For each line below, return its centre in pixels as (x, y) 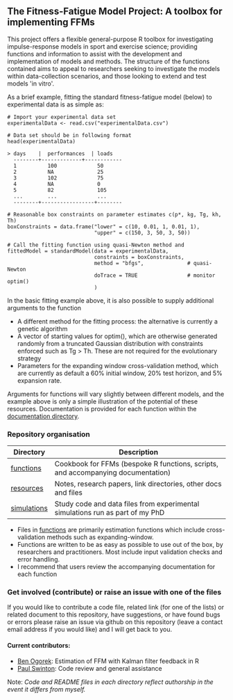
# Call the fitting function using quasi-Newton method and (96, 245)
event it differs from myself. (46, 689)
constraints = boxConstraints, (139, 257)
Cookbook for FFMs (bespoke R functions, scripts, (136, 464)
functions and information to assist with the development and (95, 54)
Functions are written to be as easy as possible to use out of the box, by (120, 545)
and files (69, 493)
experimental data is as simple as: (55, 104)
